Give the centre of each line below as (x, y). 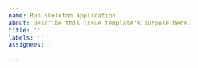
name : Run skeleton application (62, 15)
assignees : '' (32, 45)
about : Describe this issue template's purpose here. (100, 23)
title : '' (25, 30)
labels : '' (26, 38)
